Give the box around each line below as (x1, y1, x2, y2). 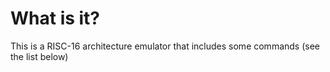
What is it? (10, 7, 101, 30)
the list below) (10, 50, 69, 62)
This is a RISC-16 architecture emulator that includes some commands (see (10, 40, 320, 52)
